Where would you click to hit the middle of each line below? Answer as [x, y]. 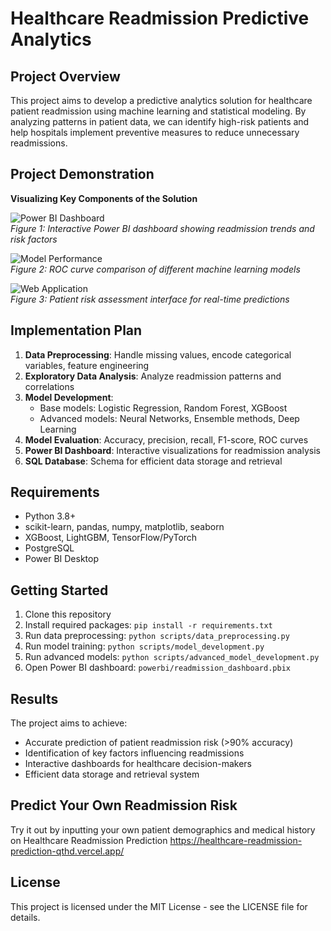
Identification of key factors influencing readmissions [134, 753]
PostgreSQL [49, 548]
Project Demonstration [82, 174]
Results [34, 698]
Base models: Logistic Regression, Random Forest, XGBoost [163, 408]
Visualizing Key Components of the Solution [104, 198]
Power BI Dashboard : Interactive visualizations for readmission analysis [172, 450]
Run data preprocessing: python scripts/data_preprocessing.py [157, 636]
